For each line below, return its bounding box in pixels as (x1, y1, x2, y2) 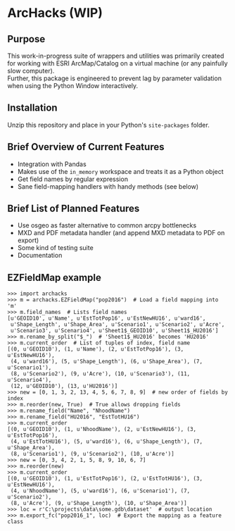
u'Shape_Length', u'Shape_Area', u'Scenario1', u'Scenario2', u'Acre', (10, 321, 225, 328)
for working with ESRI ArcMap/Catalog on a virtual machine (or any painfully (7, 59, 228, 68)
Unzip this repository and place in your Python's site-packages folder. (7, 120, 210, 129)
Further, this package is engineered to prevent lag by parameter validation (7, 74, 222, 82)
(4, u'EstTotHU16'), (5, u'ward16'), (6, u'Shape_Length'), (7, (10, 438, 203, 445)
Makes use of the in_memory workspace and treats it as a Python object (17, 167, 224, 175)
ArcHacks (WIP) (7, 5, 103, 21)
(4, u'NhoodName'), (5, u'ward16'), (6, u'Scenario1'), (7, (10, 487, 191, 494)
